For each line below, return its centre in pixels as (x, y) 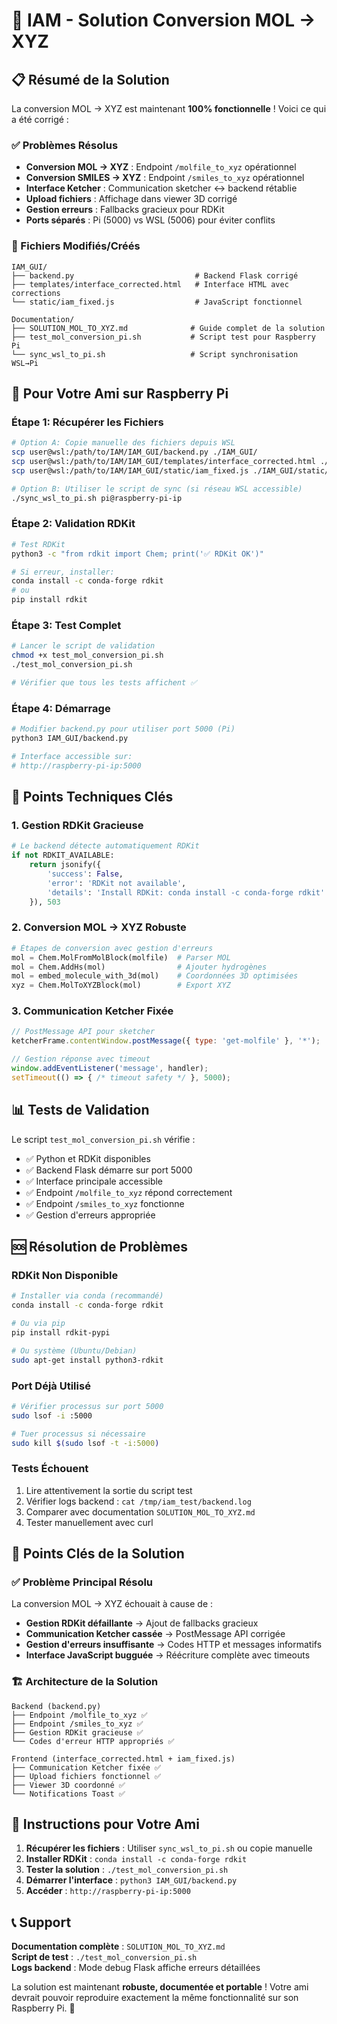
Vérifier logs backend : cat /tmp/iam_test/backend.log (138, 1501)
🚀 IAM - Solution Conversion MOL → (163, 20)
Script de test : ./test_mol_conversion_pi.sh (104, 1957)
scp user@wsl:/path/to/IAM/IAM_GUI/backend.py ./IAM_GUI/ (134, 452)
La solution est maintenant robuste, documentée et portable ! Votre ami (160, 1987)
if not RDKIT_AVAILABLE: (63, 855)
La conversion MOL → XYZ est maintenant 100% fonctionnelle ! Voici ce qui (169, 108)
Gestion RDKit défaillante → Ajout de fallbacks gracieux (142, 1623)
